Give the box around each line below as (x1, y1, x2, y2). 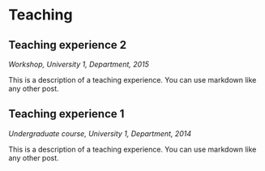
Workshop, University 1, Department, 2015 (8, 59, 150, 69)
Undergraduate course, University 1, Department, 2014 (8, 128, 192, 139)
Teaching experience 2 (8, 38, 127, 52)
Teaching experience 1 (8, 107, 125, 121)
